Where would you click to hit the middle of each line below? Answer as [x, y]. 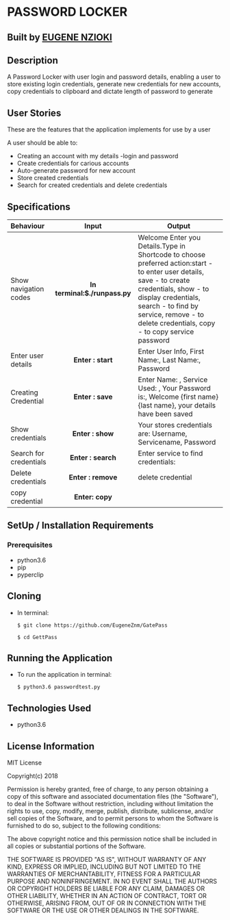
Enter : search [93, 458]
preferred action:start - [176, 263]
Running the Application [60, 658]
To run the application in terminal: [64, 675]
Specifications [39, 207]
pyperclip [30, 574]
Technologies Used [49, 708]
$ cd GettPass [37, 637]
